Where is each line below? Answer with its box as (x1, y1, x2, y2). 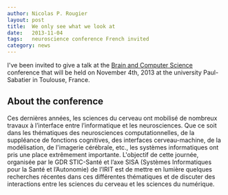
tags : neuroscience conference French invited (7, 36, 149, 43)
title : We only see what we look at (7, 23, 116, 30)
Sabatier (7, 76, 31, 83)
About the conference (7, 96, 104, 107)
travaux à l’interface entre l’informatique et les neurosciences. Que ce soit (7, 121, 217, 130)
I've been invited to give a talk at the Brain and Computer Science (7, 61, 193, 69)
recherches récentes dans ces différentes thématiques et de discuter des (7, 172, 216, 181)
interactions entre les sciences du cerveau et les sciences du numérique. (7, 180, 215, 188)
